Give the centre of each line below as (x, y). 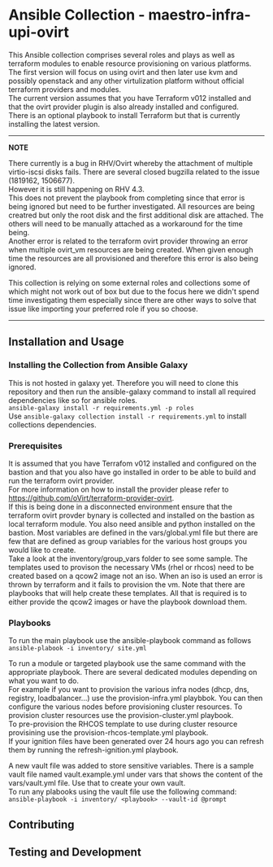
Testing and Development (75, 852)
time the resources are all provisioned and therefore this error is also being (133, 258)
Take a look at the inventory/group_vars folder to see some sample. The (128, 558)
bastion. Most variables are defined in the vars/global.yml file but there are (133, 532)
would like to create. (42, 550)
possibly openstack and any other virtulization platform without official (126, 81)
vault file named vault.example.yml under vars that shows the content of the (136, 774)
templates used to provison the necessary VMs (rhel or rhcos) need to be (131, 567)
